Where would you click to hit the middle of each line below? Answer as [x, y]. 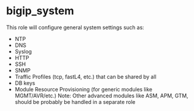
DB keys [25, 83]
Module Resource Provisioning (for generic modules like [84, 89]
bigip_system [40, 11]
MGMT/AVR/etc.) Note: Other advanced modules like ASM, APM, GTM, [101, 96]
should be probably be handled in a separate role [75, 102]
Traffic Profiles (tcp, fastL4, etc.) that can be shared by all [85, 77]
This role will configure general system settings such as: [75, 27]
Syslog [23, 51]
